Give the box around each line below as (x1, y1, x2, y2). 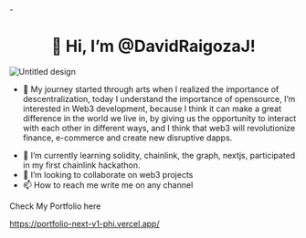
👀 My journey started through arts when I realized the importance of (22, 83, 280, 95)
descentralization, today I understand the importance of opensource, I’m (22, 93, 296, 104)
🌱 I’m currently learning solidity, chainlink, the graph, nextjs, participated (22, 150, 296, 160)
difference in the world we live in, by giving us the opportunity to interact (22, 112, 297, 123)
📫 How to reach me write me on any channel (22, 179, 194, 191)
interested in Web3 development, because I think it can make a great (22, 103, 281, 114)
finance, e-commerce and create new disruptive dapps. (22, 132, 233, 143)
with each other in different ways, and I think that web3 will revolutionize (22, 122, 296, 133)
